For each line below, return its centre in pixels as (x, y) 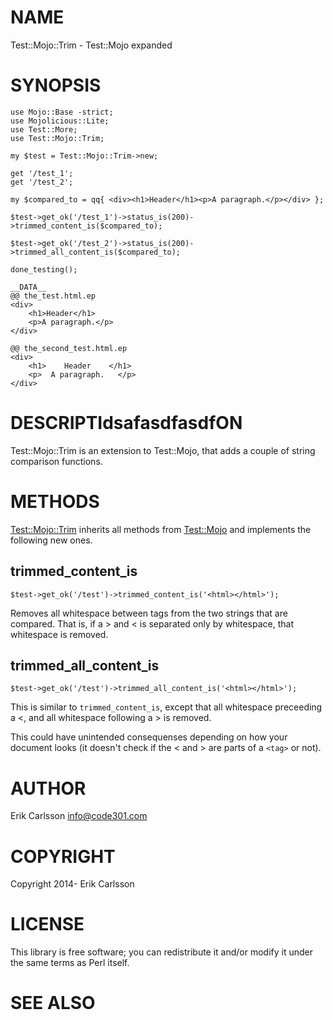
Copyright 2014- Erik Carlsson (72, 884)
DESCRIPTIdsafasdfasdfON (126, 423)
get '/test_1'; (42, 173)
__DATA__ (28, 287)
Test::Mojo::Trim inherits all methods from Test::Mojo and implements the (161, 529)
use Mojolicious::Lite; (60, 121)
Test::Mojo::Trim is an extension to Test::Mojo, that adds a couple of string (163, 450)
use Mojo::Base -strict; (62, 112)
